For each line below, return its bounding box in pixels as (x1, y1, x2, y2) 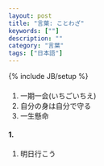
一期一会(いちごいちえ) (19, 90, 97, 101)
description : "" (8, 34, 63, 43)
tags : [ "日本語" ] (8, 49, 63, 57)
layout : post (8, 11, 52, 20)
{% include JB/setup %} (8, 72, 89, 81)
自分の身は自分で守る (19, 101, 91, 110)
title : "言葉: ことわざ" (8, 19, 85, 27)
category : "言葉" (8, 42, 64, 50)
